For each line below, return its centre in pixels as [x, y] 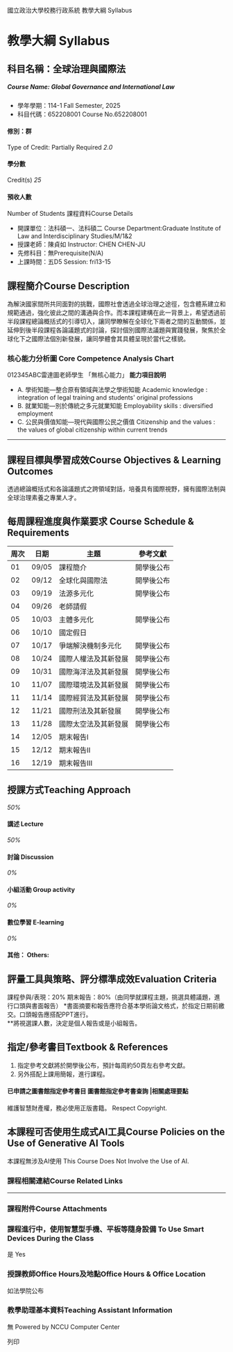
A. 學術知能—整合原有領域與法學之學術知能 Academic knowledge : [112, 390]
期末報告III [76, 763]
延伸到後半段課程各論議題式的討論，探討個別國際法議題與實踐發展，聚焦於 [113, 330]
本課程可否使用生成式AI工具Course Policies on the [116, 1132]
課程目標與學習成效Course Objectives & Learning [114, 460]
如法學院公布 [25, 1291]
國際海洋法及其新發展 [94, 672]
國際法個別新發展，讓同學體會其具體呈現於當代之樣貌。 [110, 338]
